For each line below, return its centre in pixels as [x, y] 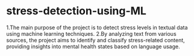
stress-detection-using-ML [76, 11]
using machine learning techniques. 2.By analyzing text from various [91, 33]
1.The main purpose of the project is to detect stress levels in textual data [97, 27]
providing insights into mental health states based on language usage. [93, 46]
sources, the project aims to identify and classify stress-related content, [95, 40]
